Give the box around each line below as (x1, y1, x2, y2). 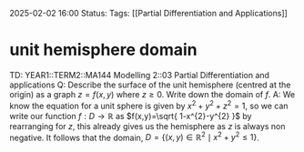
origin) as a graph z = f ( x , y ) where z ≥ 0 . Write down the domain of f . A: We (9, 88, 296, 99)
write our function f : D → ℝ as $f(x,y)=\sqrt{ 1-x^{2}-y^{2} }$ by (9, 110, 252, 121)
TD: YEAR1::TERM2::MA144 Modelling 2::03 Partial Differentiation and (9, 69, 270, 80)
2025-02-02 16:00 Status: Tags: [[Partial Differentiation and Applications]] (9, 8, 289, 18)
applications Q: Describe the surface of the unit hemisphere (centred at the (9, 79, 291, 90)
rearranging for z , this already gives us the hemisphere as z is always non (9, 120, 286, 131)
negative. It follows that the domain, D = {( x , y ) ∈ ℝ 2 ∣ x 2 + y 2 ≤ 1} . (9, 130, 259, 143)
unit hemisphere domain (9, 40, 198, 60)
